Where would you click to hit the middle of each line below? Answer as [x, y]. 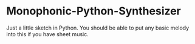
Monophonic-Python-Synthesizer [94, 11]
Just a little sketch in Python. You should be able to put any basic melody [98, 28]
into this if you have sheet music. [48, 34]
